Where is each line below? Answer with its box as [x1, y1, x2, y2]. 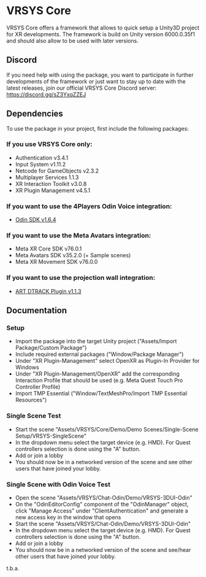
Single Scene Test [6, 412, 61, 420]
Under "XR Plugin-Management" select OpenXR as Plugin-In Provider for [15, 357, 200, 365]
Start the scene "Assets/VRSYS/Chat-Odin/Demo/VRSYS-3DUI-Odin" [15, 520, 191, 528]
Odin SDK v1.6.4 [15, 216, 56, 223]
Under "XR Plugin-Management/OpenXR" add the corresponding [15, 370, 180, 378]
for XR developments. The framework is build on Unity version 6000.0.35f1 [6, 30, 195, 37]
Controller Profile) [15, 383, 61, 390]
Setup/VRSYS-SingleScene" [15, 432, 87, 440]
